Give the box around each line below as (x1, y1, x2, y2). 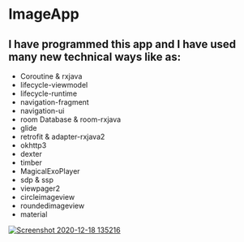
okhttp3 (19, 140, 47, 150)
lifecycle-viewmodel (19, 80, 88, 89)
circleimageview (19, 192, 75, 201)
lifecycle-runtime (19, 89, 78, 98)
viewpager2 (19, 184, 61, 193)
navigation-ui (19, 106, 65, 115)
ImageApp (8, 5, 79, 24)
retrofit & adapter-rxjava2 (19, 132, 105, 141)
